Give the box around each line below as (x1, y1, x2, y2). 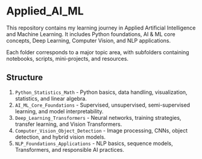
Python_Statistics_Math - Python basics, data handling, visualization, (14, 89, 188, 96)
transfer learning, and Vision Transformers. (14, 120, 122, 128)
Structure (6, 72, 43, 83)
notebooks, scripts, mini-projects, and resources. (6, 55, 128, 62)
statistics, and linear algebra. (14, 95, 87, 102)
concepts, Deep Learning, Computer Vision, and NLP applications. (6, 37, 171, 44)
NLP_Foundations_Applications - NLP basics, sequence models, (14, 140, 173, 147)
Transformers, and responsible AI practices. (14, 146, 125, 153)
